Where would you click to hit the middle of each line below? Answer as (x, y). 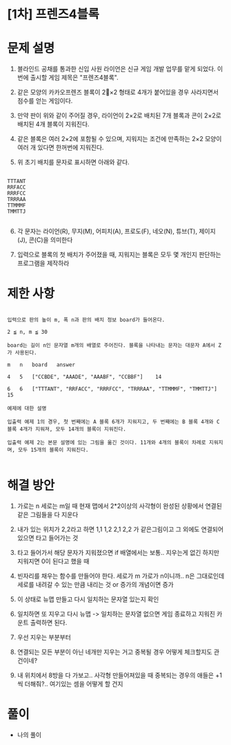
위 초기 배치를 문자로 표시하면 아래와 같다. (73, 162)
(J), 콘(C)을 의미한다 (45, 240)
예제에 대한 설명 (27, 408)
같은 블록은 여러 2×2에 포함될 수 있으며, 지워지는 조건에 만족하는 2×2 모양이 (119, 139)
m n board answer (41, 365)
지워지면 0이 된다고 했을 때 (53, 561)
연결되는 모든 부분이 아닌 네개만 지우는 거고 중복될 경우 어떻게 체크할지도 (114, 652)
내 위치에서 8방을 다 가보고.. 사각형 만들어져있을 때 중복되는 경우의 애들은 (115, 675)
